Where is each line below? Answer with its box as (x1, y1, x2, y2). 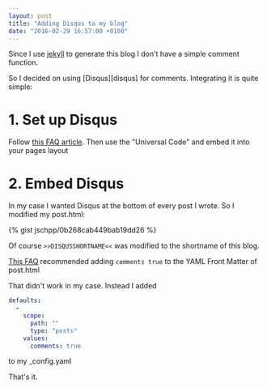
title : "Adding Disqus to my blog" (8, 19, 129, 28)
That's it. (8, 372, 38, 382)
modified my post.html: (8, 210, 86, 220)
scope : (23, 312, 45, 320)
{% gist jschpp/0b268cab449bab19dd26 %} (8, 225, 157, 235)
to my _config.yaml (8, 356, 72, 366)
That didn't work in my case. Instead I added (8, 281, 157, 291)
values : (23, 334, 49, 343)
